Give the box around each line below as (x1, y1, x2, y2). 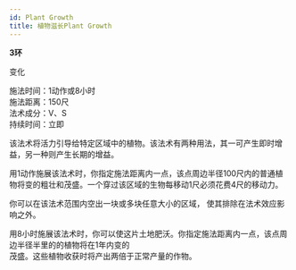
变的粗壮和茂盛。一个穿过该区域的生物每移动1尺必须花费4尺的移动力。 (24, 179, 284, 190)
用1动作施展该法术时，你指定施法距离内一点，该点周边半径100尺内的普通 (9, 167, 276, 179)
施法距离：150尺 (9, 96, 70, 107)
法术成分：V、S (9, 107, 67, 118)
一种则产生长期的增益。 (32, 148, 119, 159)
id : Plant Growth (9, 13, 74, 22)
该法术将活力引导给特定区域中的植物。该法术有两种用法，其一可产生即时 (9, 138, 275, 148)
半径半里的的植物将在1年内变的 (16, 239, 130, 250)
